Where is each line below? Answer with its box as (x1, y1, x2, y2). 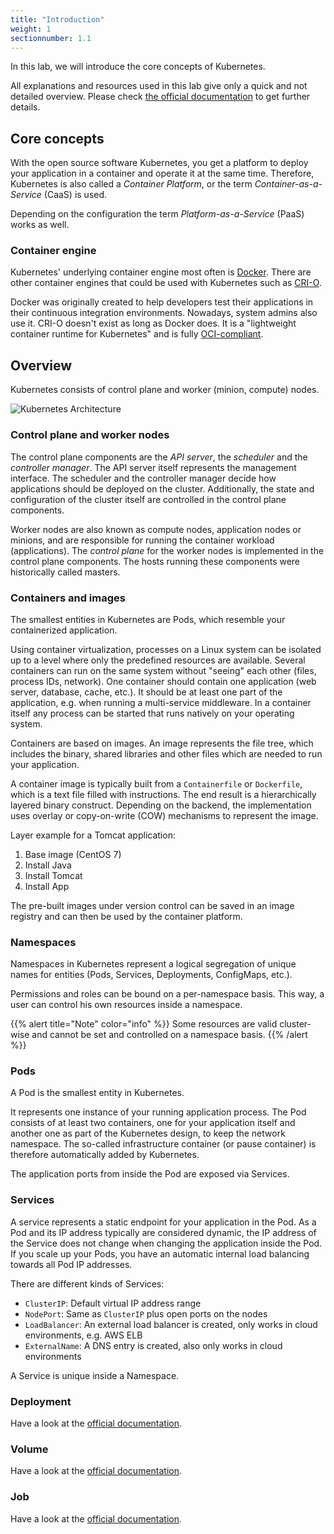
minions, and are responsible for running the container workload (10, 534, 275, 546)
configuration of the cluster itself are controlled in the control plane (10, 493, 287, 505)
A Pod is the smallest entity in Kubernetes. (10, 1087, 185, 1099)
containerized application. (10, 624, 118, 636)
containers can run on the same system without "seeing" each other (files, (10, 664, 317, 676)
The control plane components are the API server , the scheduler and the (10, 451, 308, 463)
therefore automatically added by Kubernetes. (10, 1149, 200, 1161)
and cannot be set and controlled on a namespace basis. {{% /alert (31, 1029, 308, 1041)
